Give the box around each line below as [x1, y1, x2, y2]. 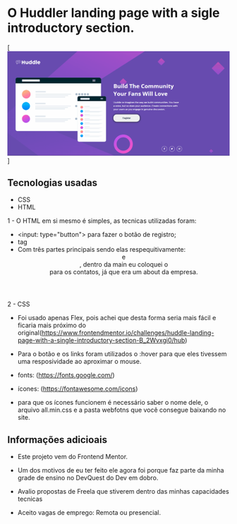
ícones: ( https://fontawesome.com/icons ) [17, 384, 138, 393]
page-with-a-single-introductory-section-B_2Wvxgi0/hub [17, 336, 186, 345]
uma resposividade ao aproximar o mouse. [17, 358, 142, 366]
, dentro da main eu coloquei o [79, 260, 169, 269]
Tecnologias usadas [7, 177, 97, 189]
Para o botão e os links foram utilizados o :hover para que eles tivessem [17, 350, 227, 358]
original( [17, 329, 42, 337]
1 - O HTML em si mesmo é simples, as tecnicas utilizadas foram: [7, 217, 197, 225]
